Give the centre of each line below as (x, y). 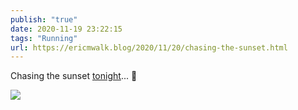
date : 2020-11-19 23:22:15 (66, 29)
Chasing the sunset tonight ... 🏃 (74, 76)
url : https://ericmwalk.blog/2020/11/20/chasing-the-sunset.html (149, 47)
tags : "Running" (44, 38)
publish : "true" (44, 19)
